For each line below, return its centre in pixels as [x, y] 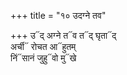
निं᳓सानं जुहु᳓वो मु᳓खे [43, 58]
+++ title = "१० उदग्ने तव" [58, 15]
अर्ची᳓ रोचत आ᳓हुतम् [43, 46]
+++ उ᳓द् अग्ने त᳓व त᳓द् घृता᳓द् [63, 35]
